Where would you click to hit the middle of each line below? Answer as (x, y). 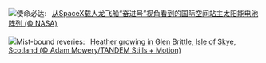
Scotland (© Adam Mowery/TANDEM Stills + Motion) (95, 50)
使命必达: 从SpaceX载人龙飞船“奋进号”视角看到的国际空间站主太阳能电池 (137, 13)
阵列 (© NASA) (33, 23)
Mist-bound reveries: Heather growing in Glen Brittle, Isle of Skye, (126, 41)
